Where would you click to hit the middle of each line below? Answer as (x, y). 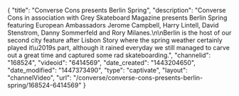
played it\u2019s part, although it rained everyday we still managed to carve (118, 48)
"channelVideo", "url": (40, 78)
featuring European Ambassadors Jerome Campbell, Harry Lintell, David (113, 25)
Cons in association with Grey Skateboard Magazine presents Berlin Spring (117, 18)
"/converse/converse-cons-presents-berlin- (138, 78)
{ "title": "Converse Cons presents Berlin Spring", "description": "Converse (117, 10)
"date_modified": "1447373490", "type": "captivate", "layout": (98, 70)
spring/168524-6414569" (44, 85)
